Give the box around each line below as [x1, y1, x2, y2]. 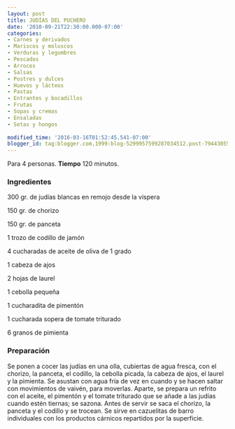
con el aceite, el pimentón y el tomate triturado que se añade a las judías [7, 391, 216, 400]
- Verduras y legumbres [7, 50, 77, 57]
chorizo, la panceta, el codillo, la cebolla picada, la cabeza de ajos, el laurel [7, 369, 224, 378]
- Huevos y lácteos [7, 82, 64, 89]
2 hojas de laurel [7, 274, 55, 283]
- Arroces [7, 62, 36, 69]
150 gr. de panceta [7, 220, 61, 228]
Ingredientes [7, 177, 52, 187]
